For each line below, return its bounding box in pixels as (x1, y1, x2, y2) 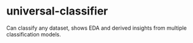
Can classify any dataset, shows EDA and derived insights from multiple (6, 24, 188, 31)
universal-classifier (6, 4, 108, 18)
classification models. (6, 30, 61, 38)
